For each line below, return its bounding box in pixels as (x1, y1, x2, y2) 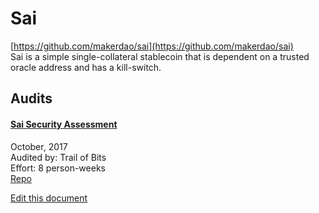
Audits (10, 90, 53, 107)
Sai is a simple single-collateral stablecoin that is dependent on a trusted (10, 50, 310, 62)
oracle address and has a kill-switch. (10, 61, 162, 73)
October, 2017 (10, 140, 68, 152)
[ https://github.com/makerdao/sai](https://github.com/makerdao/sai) (10, 40, 294, 52)
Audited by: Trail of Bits (10, 151, 107, 163)
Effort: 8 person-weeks (10, 162, 106, 174)
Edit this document (10, 192, 88, 204)
